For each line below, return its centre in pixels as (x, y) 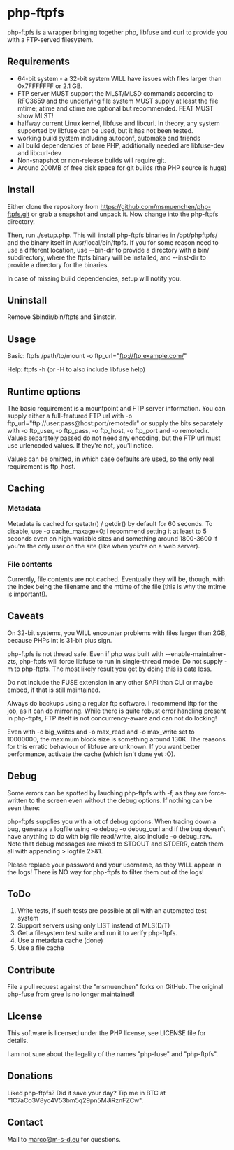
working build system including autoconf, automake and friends (109, 138)
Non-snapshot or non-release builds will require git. (92, 160)
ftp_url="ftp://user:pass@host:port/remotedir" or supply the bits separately (115, 423)
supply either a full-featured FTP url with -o (70, 416)
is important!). (27, 594)
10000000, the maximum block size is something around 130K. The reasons (116, 739)
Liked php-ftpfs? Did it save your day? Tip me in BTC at (87, 1093)
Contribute (31, 970)
